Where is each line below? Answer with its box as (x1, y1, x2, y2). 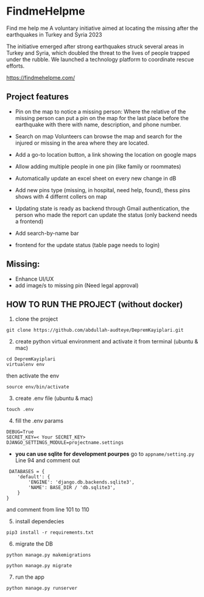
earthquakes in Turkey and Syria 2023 (6, 30, 102, 38)
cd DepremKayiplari (6, 356, 56, 362)
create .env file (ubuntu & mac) (15, 395, 93, 402)
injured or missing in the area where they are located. (15, 139, 149, 146)
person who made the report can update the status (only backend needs (15, 211, 198, 218)
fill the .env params (15, 417, 64, 424)
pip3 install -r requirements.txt (6, 529, 94, 536)
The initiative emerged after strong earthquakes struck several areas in (6, 43, 185, 50)
